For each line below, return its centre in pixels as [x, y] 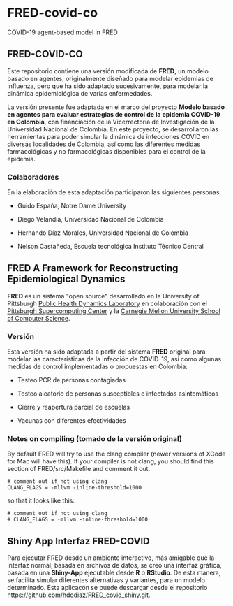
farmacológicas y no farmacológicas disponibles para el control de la [106, 151]
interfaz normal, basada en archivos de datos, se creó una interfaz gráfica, [114, 565]
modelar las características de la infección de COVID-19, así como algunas [114, 359]
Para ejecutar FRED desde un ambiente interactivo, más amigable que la [111, 558]
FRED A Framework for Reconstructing [93, 268]
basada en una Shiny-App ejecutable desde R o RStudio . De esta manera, [114, 573]
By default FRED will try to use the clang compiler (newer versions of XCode [116, 454]
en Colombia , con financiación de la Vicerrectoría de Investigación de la [111, 122]
